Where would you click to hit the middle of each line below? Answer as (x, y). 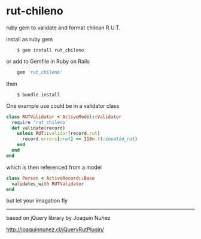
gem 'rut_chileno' (40, 72)
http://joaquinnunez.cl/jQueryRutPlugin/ (55, 229)
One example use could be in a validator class (63, 105)
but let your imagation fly (37, 201)
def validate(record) (39, 128)
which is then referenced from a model (54, 167)
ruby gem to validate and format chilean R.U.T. (63, 28)
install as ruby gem (30, 39)
